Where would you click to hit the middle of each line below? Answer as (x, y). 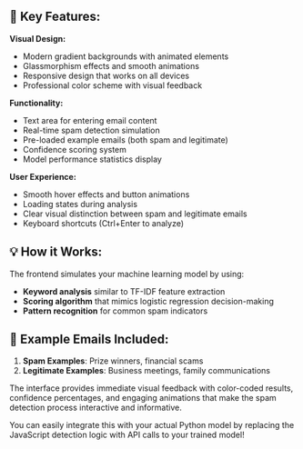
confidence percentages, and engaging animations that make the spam (143, 398)
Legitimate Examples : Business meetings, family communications (146, 371)
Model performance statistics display (92, 159)
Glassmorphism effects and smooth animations (111, 65)
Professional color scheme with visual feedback (112, 85)
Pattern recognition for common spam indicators (115, 311)
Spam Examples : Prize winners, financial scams (113, 361)
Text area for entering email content (90, 120)
